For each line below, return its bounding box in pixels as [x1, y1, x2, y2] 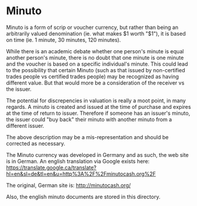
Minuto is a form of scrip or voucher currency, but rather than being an [6, 24, 179, 31]
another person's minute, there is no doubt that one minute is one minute [6, 54, 184, 61]
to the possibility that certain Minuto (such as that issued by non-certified [6, 66, 185, 73]
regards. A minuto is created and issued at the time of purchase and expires [6, 103, 191, 110]
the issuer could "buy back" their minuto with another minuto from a [6, 115, 172, 123]
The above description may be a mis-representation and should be [6, 133, 169, 140]
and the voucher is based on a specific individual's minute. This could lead [6, 60, 188, 67]
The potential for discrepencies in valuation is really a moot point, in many [6, 96, 186, 104]
